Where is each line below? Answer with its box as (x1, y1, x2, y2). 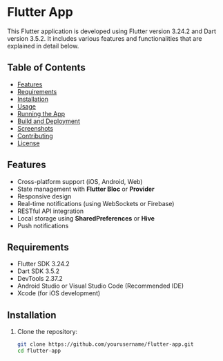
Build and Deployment (17, 117, 81, 125)
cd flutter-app (17, 347, 61, 355)
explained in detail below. (7, 41, 79, 50)
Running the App (17, 109, 66, 118)
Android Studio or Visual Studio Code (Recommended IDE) (17, 281, 184, 290)
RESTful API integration (17, 207, 84, 215)
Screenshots (17, 124, 54, 132)
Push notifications (17, 221, 69, 230)
